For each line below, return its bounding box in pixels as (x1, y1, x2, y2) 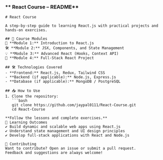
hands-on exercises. (5, 28, 48, 33)
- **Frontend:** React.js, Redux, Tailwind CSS (5, 70, 106, 75)
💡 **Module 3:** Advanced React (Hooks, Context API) (5, 51, 119, 56)
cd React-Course (11, 107, 46, 112)
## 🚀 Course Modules (5, 36, 48, 42)
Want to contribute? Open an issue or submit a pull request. (5, 146, 136, 151)
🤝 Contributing (5, 142, 37, 147)
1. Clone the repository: (5, 94, 58, 99)
